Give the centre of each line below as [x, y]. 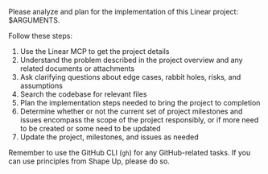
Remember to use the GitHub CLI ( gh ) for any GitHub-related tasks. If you [130, 153]
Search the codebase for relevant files [83, 94]
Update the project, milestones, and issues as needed [109, 137]
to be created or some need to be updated [90, 128]
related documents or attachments [77, 68]
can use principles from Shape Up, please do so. [89, 161]
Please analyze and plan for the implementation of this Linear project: [124, 12]
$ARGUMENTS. [34, 20]
